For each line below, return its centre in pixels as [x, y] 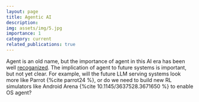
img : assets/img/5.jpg [34, 28]
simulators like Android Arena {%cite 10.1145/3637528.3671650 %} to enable [100, 86]
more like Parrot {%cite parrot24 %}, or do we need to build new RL [89, 80]
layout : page [22, 11]
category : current [29, 39]
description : [22, 22]
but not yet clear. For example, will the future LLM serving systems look [94, 74]
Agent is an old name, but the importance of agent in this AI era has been [96, 61]
